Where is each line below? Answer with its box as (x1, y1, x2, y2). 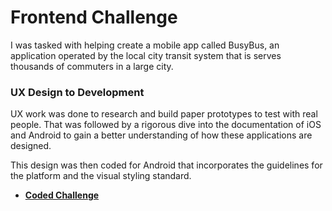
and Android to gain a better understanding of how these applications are (10, 129, 313, 141)
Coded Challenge (24, 189, 100, 201)
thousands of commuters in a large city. (10, 60, 174, 72)
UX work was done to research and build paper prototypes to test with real (10, 108, 318, 120)
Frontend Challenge (10, 6, 178, 29)
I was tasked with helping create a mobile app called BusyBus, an (10, 39, 280, 51)
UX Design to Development (10, 85, 145, 99)
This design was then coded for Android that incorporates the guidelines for (10, 159, 323, 171)
